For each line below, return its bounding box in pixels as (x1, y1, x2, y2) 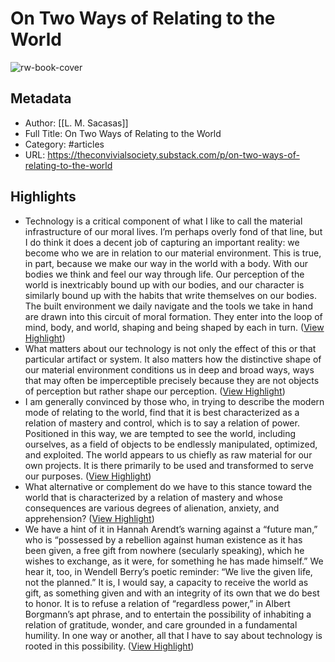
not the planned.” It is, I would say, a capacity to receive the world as (24, 576, 309, 588)
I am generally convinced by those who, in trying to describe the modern (24, 395, 325, 407)
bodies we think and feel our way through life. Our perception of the (24, 268, 305, 280)
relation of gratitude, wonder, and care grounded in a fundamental (24, 618, 298, 631)
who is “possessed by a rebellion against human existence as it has (24, 533, 303, 546)
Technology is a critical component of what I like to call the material (24, 215, 303, 227)
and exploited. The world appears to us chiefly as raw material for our (24, 448, 313, 461)
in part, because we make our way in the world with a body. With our (24, 257, 308, 269)
